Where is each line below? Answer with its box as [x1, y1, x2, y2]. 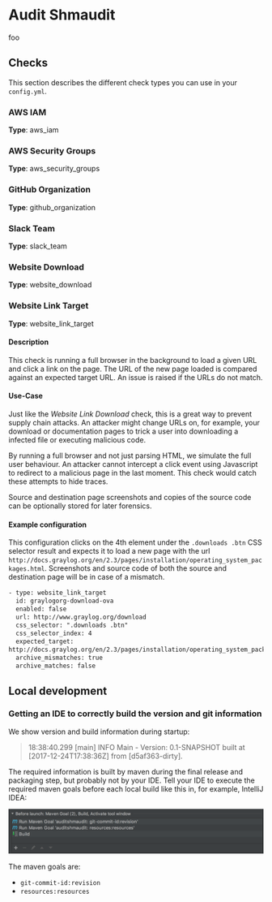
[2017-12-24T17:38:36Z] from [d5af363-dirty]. [28, 751, 184, 761]
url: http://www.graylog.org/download [15, 613, 147, 622]
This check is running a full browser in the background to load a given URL [8, 355, 257, 365]
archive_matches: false [15, 662, 96, 671]
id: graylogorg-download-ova [15, 597, 114, 606]
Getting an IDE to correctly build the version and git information [8, 708, 262, 719]
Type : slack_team [8, 241, 67, 251]
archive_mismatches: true [15, 654, 104, 662]
